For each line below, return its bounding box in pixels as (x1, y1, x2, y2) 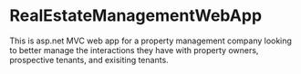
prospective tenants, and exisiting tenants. (9, 54, 169, 65)
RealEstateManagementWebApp (9, 5, 263, 26)
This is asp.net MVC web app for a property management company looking (9, 35, 292, 46)
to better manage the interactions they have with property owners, (9, 44, 259, 55)
